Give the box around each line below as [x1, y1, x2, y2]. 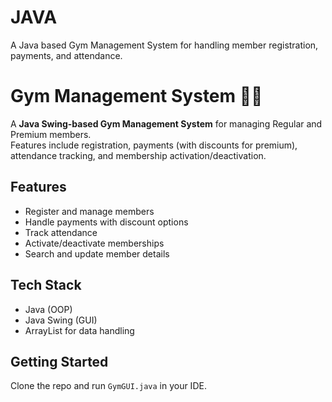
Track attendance [24, 226, 98, 238]
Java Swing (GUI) [24, 314, 98, 326]
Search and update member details [24, 247, 170, 260]
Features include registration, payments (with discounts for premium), [10, 139, 298, 151]
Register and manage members [24, 205, 155, 217]
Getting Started [10, 353, 109, 370]
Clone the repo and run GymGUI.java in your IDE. [10, 380, 207, 392]
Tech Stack [10, 277, 82, 294]
